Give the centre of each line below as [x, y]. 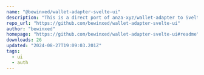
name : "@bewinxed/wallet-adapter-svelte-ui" [63, 12]
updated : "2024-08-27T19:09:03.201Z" [54, 46]
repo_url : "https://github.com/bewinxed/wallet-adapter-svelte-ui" [93, 23]
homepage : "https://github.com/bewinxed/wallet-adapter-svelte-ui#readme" [103, 34]
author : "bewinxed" [31, 29]
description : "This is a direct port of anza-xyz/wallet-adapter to [95, 18]
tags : [13, 51]
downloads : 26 [24, 40]
